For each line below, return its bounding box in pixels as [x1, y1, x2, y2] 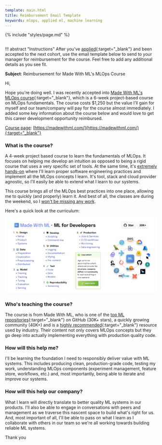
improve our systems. [5, 376, 48, 382]
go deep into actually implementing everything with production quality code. [5, 333, 157, 338]
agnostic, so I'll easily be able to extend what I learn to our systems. [5, 179, 140, 185]
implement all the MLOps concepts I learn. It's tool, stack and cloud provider [5, 174, 157, 179]
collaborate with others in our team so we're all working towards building [5, 420, 149, 426]
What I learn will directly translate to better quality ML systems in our [5, 399, 142, 405]
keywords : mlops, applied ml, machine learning [5, 18, 103, 23]
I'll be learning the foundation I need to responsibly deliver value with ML [5, 355, 149, 361]
